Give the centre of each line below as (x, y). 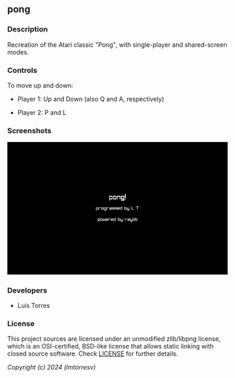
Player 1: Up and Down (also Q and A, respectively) (91, 99)
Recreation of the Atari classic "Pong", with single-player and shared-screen (117, 44)
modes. (18, 52)
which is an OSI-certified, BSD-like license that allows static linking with (111, 346)
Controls (22, 70)
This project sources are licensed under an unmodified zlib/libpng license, (114, 339)
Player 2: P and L (42, 112)
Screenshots (29, 130)
